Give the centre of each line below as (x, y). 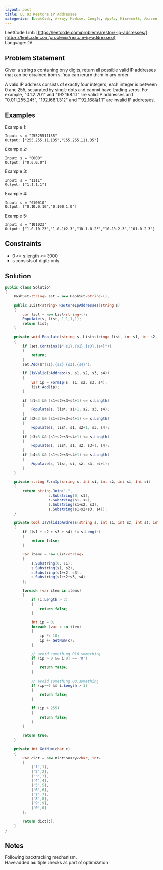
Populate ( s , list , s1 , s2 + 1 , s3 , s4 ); (70, 427)
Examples (20, 115)
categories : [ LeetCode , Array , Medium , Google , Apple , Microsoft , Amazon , (82, 19)
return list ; (36, 324)
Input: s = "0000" (24, 158)
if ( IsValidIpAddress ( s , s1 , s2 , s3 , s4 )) (66, 373)
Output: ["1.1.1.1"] (26, 185)
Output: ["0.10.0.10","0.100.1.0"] (41, 207)
